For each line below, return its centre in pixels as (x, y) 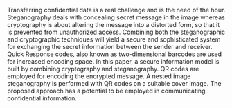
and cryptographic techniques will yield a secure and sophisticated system (114, 39)
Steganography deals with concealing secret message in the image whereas (116, 17)
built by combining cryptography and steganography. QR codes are (103, 69)
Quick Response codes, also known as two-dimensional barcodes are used (115, 54)
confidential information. (42, 98)
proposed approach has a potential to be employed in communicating (106, 91)
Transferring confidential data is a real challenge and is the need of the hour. (116, 10)
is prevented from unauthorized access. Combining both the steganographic (116, 32)
